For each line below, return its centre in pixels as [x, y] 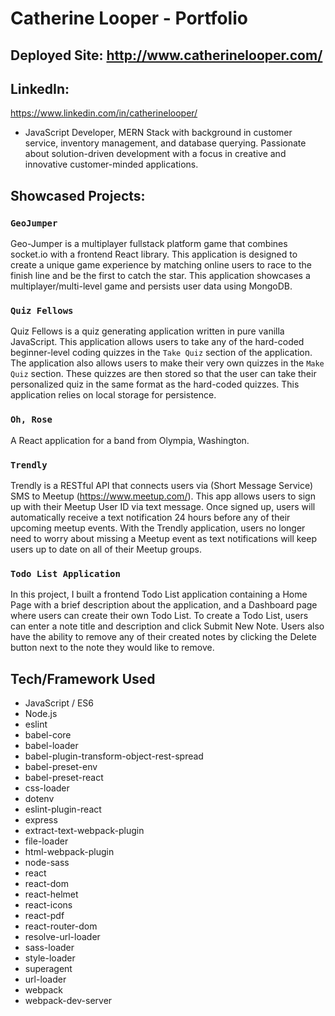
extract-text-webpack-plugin [84, 831]
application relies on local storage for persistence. [113, 395]
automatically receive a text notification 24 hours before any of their [150, 517]
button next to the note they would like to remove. [112, 648]
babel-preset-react [64, 778]
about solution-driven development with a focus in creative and [155, 154]
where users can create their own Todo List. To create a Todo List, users [159, 616]
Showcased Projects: [78, 195]
